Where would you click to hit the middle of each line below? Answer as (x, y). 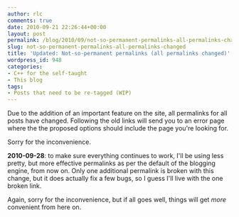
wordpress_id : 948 (34, 60)
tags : (15, 87)
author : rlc (25, 14)
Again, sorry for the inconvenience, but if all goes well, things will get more (117, 200)
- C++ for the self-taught (47, 73)
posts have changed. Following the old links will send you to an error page (116, 121)
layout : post (27, 34)
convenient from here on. (44, 207)
